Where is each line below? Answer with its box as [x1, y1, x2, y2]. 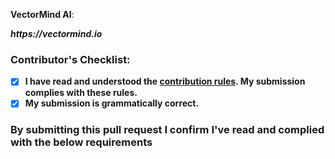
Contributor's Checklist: [10, 52, 131, 66]
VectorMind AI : [10, 9, 75, 20]
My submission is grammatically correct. [24, 97, 200, 109]
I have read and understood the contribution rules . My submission [24, 75, 306, 88]
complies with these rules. [24, 87, 138, 99]
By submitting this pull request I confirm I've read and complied [10, 123, 325, 137]
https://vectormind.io [10, 28, 103, 39]
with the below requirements [10, 135, 153, 149]
